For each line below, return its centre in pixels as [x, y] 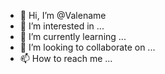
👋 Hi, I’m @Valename [63, 15]
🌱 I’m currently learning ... [73, 36]
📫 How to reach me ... [66, 58]
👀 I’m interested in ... [62, 26]
